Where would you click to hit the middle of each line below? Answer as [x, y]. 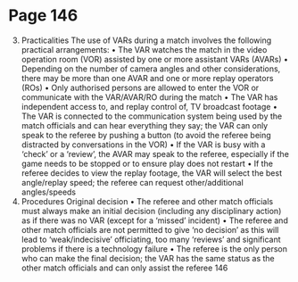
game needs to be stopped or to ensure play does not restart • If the [147, 163]
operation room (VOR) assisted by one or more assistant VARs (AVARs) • [155, 59]
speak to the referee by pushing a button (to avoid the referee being [146, 135]
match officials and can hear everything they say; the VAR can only [145, 125]
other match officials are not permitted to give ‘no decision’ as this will [150, 229]
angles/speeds [49, 192]
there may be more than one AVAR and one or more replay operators [147, 78]
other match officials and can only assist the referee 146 [124, 268]
